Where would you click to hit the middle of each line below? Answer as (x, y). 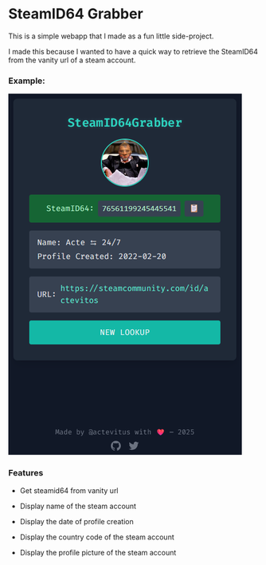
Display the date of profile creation (76, 521)
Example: (27, 81)
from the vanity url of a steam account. (72, 60)
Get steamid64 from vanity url (69, 490)
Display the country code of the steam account (97, 537)
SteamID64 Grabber (76, 14)
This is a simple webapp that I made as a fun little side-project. (111, 36)
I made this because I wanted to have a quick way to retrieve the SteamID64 (133, 51)
